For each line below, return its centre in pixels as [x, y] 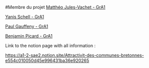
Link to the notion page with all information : [50, 46]
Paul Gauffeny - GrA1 [27, 26]
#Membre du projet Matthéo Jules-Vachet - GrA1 [55, 7]
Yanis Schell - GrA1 [24, 17]
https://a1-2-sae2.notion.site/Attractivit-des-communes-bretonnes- [74, 55]
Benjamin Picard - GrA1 [29, 36]
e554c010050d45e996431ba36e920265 [47, 61]
